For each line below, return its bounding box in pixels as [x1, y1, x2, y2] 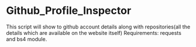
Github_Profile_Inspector [6, 4, 131, 17]
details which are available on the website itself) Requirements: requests [6, 29, 181, 36]
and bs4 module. [6, 35, 47, 42]
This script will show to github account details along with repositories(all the [6, 23, 191, 30]
